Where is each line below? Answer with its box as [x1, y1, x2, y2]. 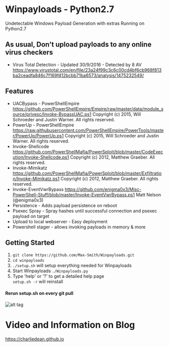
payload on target [12, 213, 49, 219]
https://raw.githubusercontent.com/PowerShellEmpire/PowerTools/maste [12, 127, 164, 133]
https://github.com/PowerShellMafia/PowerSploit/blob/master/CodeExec [12, 148, 163, 155]
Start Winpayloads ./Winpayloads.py [12, 268, 89, 274]
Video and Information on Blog [5, 319, 135, 330]
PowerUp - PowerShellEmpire [12, 122, 74, 128]
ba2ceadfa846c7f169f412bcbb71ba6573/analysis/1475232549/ [12, 72, 144, 78]
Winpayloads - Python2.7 [5, 4, 115, 15]
